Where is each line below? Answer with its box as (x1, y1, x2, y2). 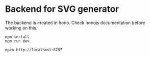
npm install (5, 34, 29, 39)
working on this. (5, 25, 38, 30)
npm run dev (5, 38, 29, 44)
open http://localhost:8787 (5, 47, 63, 52)
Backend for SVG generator (5, 3, 119, 15)
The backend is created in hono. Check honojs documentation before (5, 20, 146, 26)
